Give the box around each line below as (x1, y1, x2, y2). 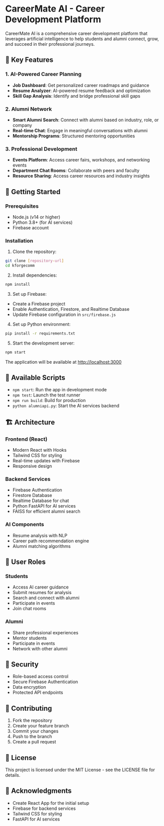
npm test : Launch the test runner (12, 392, 80, 398)
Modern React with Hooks (12, 447, 67, 453)
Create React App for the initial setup (12, 800, 90, 806)
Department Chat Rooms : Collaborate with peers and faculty (12, 168, 140, 174)
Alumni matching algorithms (12, 543, 71, 549)
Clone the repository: (12, 249, 57, 255)
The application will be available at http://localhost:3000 (5, 359, 122, 365)
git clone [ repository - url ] (5, 259, 64, 264)
